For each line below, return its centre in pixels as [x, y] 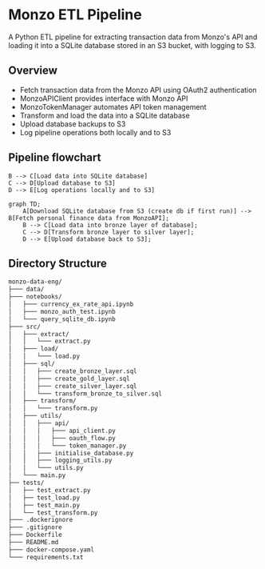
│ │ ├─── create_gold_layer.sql [69, 379]
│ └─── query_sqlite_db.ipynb [62, 319]
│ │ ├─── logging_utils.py [60, 461]
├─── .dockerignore [41, 520]
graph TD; [25, 204]
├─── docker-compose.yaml [51, 550]
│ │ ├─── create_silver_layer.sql [73, 386]
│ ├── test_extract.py [49, 490]
